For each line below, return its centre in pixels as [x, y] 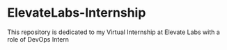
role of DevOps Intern [38, 39]
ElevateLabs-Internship [77, 13]
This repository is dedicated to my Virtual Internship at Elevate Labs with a [114, 32]
